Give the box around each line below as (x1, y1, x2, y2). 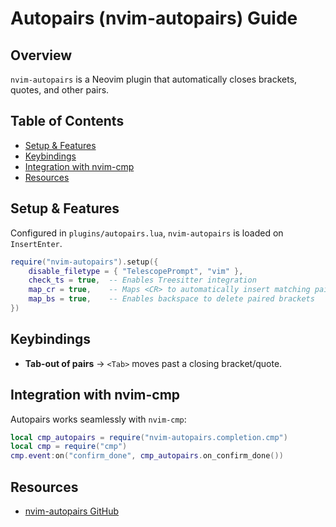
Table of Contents (10, 113, 125, 130)
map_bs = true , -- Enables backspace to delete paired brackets (28, 294, 315, 304)
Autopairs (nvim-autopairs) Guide (10, 7, 298, 30)
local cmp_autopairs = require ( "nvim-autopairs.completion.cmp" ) (10, 432, 288, 442)
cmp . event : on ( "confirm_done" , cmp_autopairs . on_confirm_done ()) (10, 451, 284, 461)
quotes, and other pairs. (10, 84, 110, 96)
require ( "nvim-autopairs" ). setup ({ (10, 257, 159, 267)
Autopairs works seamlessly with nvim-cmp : (10, 413, 187, 425)
